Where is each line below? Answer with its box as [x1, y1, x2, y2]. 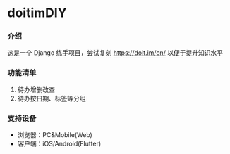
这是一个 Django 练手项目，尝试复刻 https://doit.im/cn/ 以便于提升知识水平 [7, 49, 224, 57]
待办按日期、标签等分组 [17, 94, 86, 103]
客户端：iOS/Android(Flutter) [17, 139, 102, 148]
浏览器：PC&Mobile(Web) [17, 131, 93, 139]
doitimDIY [7, 5, 67, 21]
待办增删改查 [17, 85, 55, 94]
